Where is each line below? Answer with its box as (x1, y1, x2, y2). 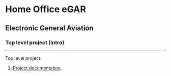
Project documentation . (12, 65, 62, 71)
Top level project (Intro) (5, 39, 65, 46)
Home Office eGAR (5, 4, 87, 15)
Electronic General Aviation (5, 24, 94, 32)
